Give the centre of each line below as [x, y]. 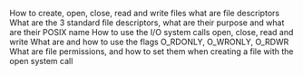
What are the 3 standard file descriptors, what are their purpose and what [147, 23]
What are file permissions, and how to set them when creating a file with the [151, 52]
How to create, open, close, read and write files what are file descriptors [144, 13]
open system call [41, 61]
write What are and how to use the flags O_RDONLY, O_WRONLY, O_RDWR [149, 42]
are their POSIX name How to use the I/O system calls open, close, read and [151, 32]
